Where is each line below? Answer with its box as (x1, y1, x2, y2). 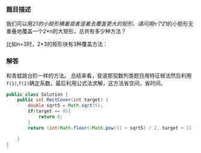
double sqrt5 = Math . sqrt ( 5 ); (28, 102, 103, 109)
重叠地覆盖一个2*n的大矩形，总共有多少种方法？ (6, 28, 127, 35)
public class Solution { (6, 92, 68, 98)
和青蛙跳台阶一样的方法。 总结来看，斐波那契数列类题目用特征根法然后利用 (6, 72, 192, 79)
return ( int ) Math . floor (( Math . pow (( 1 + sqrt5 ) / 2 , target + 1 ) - (28, 125, 197, 131)
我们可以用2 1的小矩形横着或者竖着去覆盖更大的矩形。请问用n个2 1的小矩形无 (6, 20, 194, 28)
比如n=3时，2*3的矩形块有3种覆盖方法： (6, 40, 109, 48)
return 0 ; (38, 114, 63, 120)
